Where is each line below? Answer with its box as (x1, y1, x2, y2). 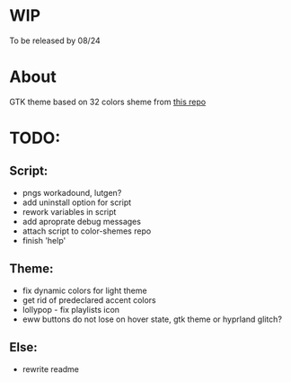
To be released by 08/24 (9, 35, 101, 46)
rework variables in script (22, 206, 117, 217)
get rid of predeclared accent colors (22, 294, 156, 306)
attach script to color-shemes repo (22, 226, 152, 236)
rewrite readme (22, 363, 79, 374)
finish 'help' (22, 235, 66, 245)
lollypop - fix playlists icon (22, 304, 119, 315)
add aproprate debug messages (22, 216, 142, 227)
